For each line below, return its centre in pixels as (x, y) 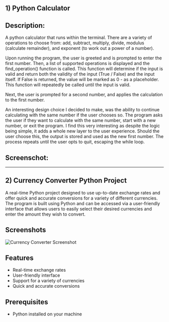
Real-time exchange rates (39, 270)
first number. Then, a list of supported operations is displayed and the (77, 63)
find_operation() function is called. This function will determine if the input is (84, 69)
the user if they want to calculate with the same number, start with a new (80, 120)
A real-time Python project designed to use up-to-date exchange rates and (83, 192)
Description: (25, 25)
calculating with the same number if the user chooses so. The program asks (84, 115)
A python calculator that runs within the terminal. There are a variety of (79, 38)
